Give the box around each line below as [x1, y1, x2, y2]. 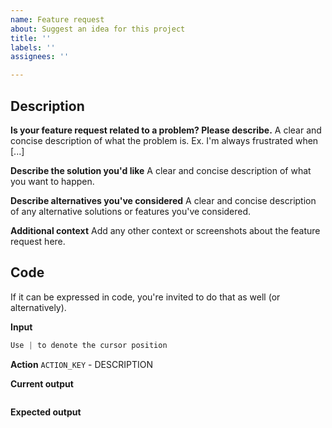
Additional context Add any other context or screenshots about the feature [10, 224, 321, 236]
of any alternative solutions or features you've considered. [10, 205, 252, 217]
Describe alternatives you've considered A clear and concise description [10, 194, 317, 206]
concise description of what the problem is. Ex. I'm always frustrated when [10, 134, 319, 146]
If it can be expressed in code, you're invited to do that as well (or [10, 291, 281, 303]
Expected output [10, 406, 82, 418]
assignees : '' [10, 52, 70, 62]
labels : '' [10, 42, 56, 53]
